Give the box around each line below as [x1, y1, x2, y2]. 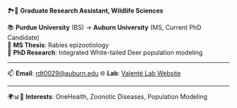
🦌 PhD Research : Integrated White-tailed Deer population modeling [7, 49, 203, 56]
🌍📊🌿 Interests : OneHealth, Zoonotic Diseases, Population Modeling [7, 92, 208, 101]
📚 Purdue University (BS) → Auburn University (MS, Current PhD [7, 23, 202, 31]
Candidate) [7, 33, 40, 42]
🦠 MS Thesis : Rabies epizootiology [7, 41, 109, 49]
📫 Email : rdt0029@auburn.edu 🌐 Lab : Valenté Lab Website [7, 69, 181, 77]
